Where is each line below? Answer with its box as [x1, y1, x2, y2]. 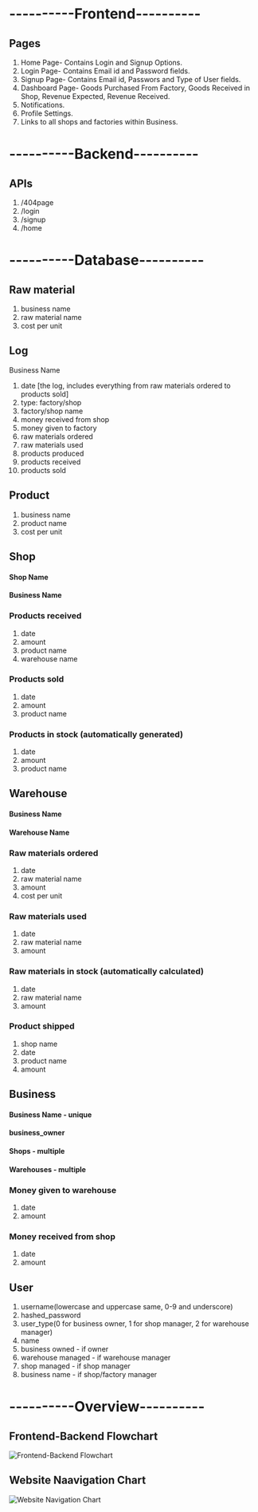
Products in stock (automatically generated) [9, 728, 184, 740]
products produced [20, 448, 84, 458]
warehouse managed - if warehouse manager [20, 1353, 171, 1363]
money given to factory [20, 423, 98, 432]
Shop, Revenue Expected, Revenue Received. [20, 92, 170, 101]
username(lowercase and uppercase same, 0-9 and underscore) [20, 1302, 233, 1312]
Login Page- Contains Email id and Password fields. [20, 66, 190, 76]
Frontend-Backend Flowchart [9, 1429, 158, 1443]
